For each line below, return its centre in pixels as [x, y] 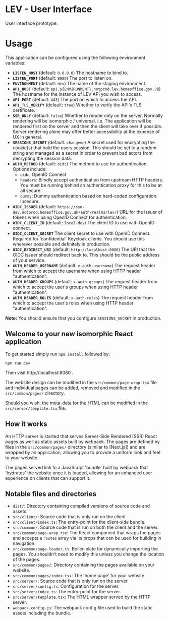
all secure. [31, 191]
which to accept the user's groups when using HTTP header [75, 287]
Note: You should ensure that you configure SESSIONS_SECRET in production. [83, 318]
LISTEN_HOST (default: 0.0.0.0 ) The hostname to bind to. [70, 73]
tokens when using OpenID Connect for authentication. [70, 217]
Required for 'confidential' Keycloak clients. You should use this [79, 238]
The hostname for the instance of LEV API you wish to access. [77, 94]
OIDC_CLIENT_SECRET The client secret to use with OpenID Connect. [81, 233]
